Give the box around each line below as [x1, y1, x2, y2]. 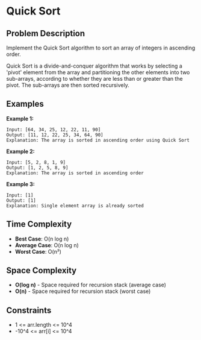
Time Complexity [6, 219, 72, 230]
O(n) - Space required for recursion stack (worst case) [14, 288, 151, 295]
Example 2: [6, 148, 35, 155]
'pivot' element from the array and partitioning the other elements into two [6, 69, 190, 76]
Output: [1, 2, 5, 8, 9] [6, 165, 69, 171]
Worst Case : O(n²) [14, 248, 62, 255]
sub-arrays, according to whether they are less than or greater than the [6, 75, 184, 82]
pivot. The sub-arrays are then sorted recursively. [6, 81, 129, 89]
